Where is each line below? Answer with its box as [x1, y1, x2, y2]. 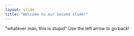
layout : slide [5, 7, 35, 12]
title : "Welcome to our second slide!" [5, 12, 88, 17]
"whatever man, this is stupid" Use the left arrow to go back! [5, 25, 129, 31]
